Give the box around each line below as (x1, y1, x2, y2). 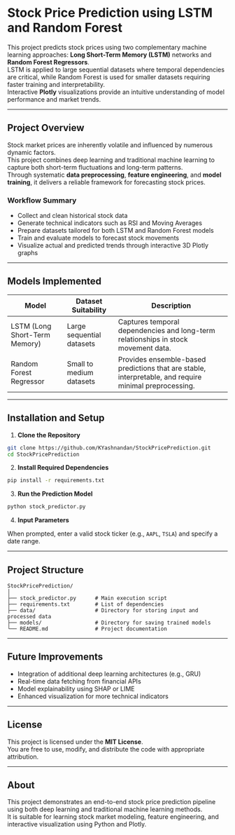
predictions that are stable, (117, 363, 206, 373)
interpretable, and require (117, 372, 202, 381)
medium (66, 367, 94, 377)
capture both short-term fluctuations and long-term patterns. (7, 163, 183, 171)
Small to (66, 359, 94, 369)
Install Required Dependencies (17, 463, 109, 472)
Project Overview (7, 122, 85, 134)
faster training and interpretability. (7, 80, 106, 88)
